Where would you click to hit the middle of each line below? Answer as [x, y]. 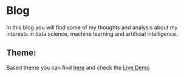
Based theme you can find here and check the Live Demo [78, 67]
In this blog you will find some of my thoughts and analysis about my [92, 27]
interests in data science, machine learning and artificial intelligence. [92, 33]
